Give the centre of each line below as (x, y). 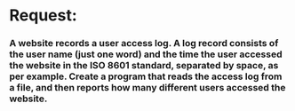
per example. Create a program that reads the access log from (146, 76)
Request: (43, 16)
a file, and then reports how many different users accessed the (147, 88)
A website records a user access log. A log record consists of (144, 44)
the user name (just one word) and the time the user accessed (146, 54)
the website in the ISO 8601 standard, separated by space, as (144, 66)
